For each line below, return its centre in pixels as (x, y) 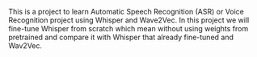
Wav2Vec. (25, 46)
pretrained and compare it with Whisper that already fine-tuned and (121, 37)
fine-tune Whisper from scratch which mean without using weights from (128, 28)
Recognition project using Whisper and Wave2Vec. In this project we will (129, 20)
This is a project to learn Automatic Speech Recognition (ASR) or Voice (126, 12)
